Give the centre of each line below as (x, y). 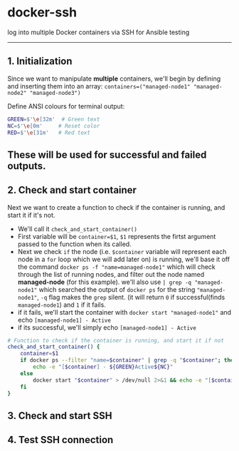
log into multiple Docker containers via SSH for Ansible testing (99, 32)
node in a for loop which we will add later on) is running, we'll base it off (123, 259)
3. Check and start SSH (60, 416)
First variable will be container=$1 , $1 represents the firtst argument (117, 236)
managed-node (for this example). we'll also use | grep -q (105, 282)
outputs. (27, 166)
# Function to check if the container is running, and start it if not (116, 340)
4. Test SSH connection (60, 440)
